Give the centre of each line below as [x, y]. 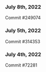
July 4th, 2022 [23, 54]
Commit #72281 [21, 65]
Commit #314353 [23, 41]
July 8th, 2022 [23, 7]
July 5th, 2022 [23, 31]
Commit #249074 [23, 18]
